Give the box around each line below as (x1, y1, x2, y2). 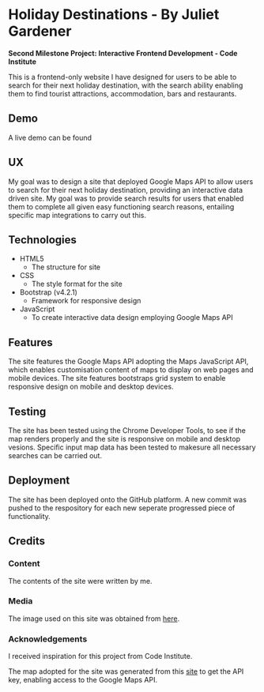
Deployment (8, 474, 70, 487)
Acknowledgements (8, 634, 88, 645)
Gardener (8, 22, 72, 40)
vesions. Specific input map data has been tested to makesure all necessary (8, 442, 256, 452)
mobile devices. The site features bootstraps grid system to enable (8, 374, 226, 383)
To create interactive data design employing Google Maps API (31, 313, 233, 322)
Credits (8, 535, 46, 548)
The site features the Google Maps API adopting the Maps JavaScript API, (8, 357, 249, 367)
